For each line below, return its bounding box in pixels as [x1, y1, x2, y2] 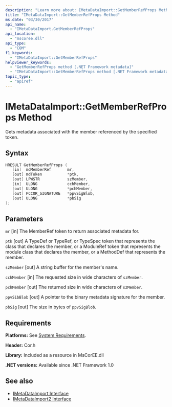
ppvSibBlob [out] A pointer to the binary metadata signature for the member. [5, 294, 165, 300]
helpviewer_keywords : [5, 60, 52, 65]
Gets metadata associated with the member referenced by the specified [5, 128, 157, 134]
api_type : [5, 41, 27, 46]
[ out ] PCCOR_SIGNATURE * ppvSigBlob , [12, 191, 95, 196]
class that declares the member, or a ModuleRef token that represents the [5, 243, 161, 250]
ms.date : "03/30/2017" [5, 17, 54, 22]
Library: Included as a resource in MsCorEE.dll [5, 352, 104, 358]
